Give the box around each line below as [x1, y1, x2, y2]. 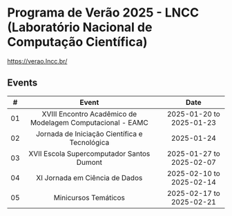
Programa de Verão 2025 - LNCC [7, 5, 199, 21]
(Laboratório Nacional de [7, 19, 153, 35]
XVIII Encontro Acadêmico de [41, 109, 137, 119]
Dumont [76, 157, 102, 167]
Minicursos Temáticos [53, 193, 126, 202]
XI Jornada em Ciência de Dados [36, 173, 143, 182]
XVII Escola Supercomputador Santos [28, 148, 151, 158]
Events [7, 77, 38, 89]
